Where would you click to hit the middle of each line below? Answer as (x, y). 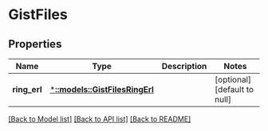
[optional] (233, 79)
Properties (35, 44)
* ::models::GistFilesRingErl (102, 89)
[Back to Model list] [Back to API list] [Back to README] (100, 119)
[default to (234, 89)
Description (184, 66)
